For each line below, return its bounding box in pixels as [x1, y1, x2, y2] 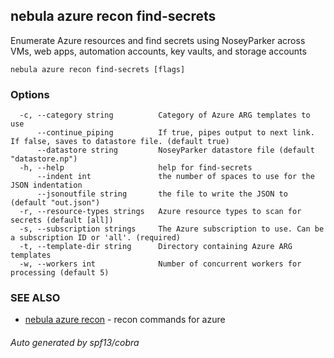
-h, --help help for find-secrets [19, 163, 253, 173]
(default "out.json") [10, 198, 101, 208]
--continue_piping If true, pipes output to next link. [36, 128, 315, 138]
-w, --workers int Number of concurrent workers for [19, 259, 302, 269]
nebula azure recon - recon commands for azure [24, 314, 226, 326]
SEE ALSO [10, 291, 61, 305]
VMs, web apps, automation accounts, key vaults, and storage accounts [10, 45, 307, 57]
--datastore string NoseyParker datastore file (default [36, 145, 315, 156]
